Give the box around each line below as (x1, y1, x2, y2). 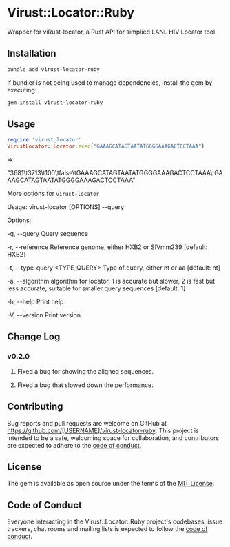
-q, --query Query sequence (7, 230, 88, 238)
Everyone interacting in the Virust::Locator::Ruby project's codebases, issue (7, 517, 223, 526)
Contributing (7, 401, 63, 412)
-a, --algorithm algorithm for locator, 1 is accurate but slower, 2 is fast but (7, 277, 216, 286)
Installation (7, 48, 56, 59)
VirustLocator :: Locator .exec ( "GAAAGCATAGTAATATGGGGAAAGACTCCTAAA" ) (7, 143, 205, 150)
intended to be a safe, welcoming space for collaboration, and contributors (7, 433, 219, 442)
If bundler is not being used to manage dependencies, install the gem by (7, 78, 213, 87)
